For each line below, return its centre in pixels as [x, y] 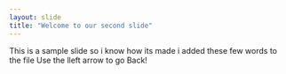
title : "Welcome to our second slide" [81, 26]
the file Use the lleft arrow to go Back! [79, 60]
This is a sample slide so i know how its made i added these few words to [143, 50]
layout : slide [36, 17]
